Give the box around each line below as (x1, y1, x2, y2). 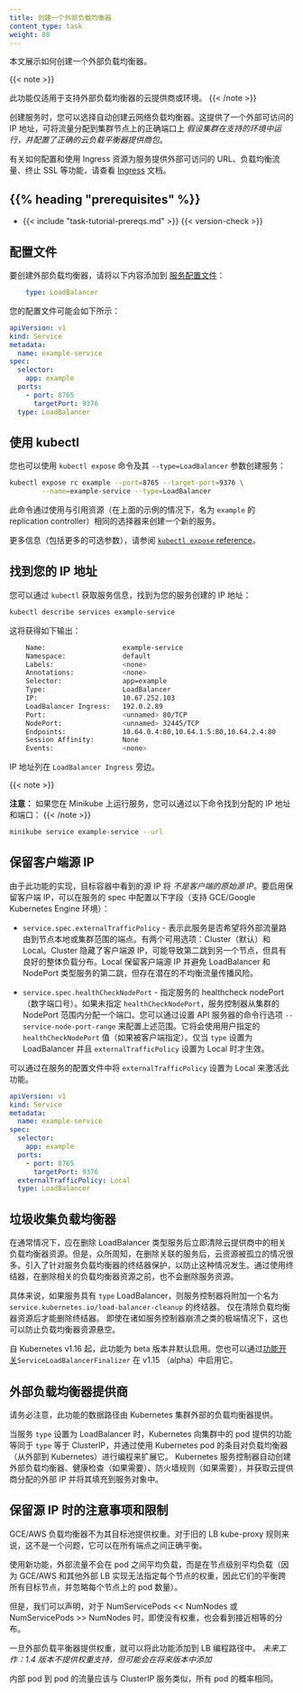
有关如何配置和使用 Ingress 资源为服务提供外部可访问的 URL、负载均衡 (9, 154, 272, 165)
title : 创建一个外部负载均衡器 (9, 13, 112, 23)
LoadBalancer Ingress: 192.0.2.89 (25, 701, 164, 710)
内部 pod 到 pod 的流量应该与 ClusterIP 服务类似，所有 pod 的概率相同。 (9, 1673, 279, 1684)
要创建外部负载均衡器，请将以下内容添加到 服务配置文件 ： (9, 270, 225, 280)
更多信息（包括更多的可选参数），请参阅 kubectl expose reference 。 (9, 535, 261, 546)
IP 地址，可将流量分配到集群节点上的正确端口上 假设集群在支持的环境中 (9, 123, 274, 134)
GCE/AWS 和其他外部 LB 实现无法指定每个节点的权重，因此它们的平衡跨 (19, 1570, 287, 1581)
